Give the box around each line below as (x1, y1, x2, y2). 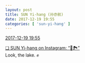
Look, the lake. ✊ (5, 52, 39, 58)
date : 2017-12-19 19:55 (5, 16, 55, 21)
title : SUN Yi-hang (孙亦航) (5, 12, 64, 17)
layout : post (5, 7, 32, 12)
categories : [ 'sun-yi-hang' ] (5, 21, 70, 26)
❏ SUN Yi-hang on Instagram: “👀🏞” (5, 45, 80, 51)
